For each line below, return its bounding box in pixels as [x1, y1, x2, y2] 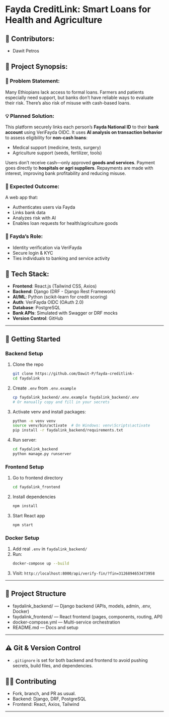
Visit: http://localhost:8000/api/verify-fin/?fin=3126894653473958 [12, 570, 155, 577]
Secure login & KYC [12, 250, 53, 256]
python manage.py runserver [12, 451, 71, 457]
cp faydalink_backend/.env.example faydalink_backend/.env [12, 395, 139, 400]
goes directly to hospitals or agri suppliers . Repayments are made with [5, 165, 153, 171]
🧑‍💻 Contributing [5, 677, 57, 686]
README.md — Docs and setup [12, 624, 79, 630]
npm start [12, 522, 34, 528]
